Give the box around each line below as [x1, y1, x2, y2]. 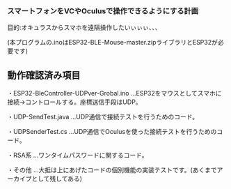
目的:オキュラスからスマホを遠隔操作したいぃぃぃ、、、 [7, 23, 161, 32]
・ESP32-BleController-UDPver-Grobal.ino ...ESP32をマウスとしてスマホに [7, 89, 222, 98]
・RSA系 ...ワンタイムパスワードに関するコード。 [7, 151, 148, 160]
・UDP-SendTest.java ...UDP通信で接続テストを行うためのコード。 [7, 113, 199, 121]
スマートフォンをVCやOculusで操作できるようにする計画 [7, 6, 199, 15]
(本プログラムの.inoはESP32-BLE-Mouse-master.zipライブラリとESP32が [7, 38, 218, 47]
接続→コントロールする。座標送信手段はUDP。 [7, 98, 142, 106]
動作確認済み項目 [7, 69, 81, 81]
